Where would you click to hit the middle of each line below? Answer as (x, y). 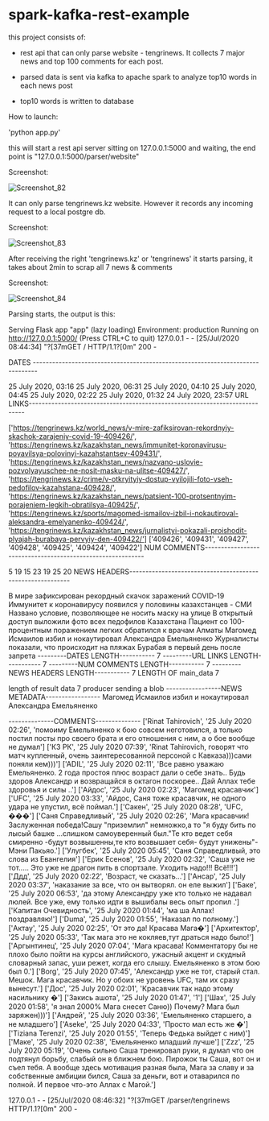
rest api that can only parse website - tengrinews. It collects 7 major (132, 52)
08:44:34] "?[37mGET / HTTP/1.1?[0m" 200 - (83, 346)
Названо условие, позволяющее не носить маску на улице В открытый (130, 613)
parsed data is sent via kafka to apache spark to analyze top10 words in (138, 77)
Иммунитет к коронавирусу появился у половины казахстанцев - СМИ (130, 604)
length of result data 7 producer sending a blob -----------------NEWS (125, 688)
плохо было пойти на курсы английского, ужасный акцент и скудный (127, 954)
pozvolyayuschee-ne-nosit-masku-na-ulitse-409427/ (97, 470)
